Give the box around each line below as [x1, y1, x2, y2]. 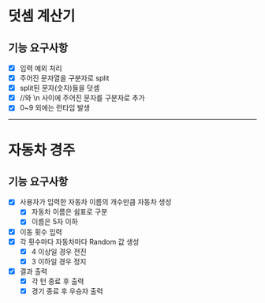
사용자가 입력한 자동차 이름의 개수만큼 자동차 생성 [19, 197, 172, 207]
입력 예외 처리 [19, 64, 62, 73]
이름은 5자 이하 [31, 217, 79, 226]
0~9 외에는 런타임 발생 [19, 103, 91, 113]
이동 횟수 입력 [19, 226, 62, 237]
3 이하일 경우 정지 [31, 256, 87, 266]
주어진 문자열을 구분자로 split [19, 73, 110, 83]
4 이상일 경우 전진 [31, 246, 87, 256]
